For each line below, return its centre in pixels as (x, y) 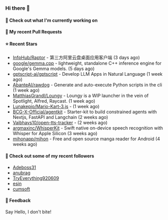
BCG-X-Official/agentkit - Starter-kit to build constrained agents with (85, 112)
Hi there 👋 (18, 8)
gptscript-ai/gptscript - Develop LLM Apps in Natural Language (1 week (88, 74)
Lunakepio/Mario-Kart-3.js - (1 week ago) (56, 107)
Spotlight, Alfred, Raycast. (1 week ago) (54, 101)
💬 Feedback (18, 201)
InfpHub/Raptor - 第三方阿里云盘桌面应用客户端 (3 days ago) (76, 57)
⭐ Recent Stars (21, 44)
